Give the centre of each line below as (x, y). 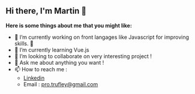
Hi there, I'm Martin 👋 (46, 11)
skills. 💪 (24, 43)
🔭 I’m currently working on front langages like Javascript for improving (102, 37)
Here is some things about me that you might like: (69, 25)
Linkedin (34, 78)
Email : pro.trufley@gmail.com (61, 84)
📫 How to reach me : (41, 69)
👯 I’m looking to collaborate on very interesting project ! (83, 56)
